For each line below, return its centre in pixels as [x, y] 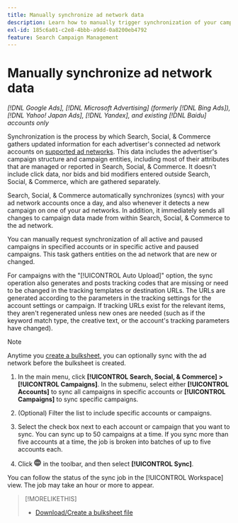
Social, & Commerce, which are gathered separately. [84, 182]
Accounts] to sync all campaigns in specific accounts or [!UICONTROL [121, 392]
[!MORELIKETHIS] [51, 499]
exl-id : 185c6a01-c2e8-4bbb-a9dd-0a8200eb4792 [77, 30]
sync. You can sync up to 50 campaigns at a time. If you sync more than [123, 435]
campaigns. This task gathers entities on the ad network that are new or [112, 254]
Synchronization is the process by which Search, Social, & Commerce [109, 137]
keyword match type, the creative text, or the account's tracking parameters [119, 321]
